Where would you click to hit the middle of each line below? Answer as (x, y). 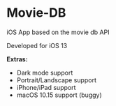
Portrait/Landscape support (57, 80)
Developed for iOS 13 (37, 45)
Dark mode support (45, 73)
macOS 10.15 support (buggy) (59, 95)
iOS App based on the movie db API (58, 32)
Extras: (17, 59)
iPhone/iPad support (46, 87)
